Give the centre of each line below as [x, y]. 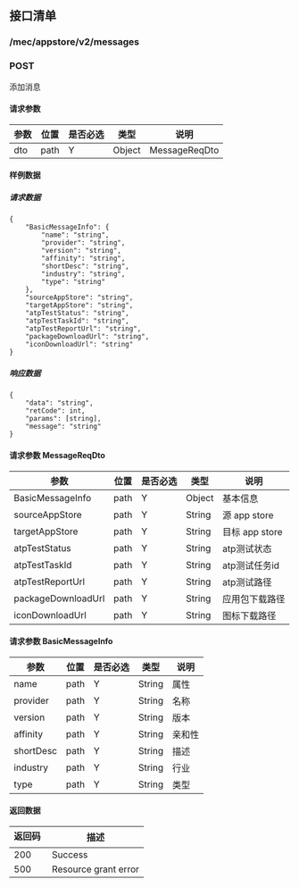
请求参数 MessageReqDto [57, 455]
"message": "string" [63, 427]
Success [70, 854]
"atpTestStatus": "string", [77, 314]
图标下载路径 [249, 615]
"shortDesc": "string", [85, 266]
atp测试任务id [251, 565]
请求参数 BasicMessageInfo [61, 641]
